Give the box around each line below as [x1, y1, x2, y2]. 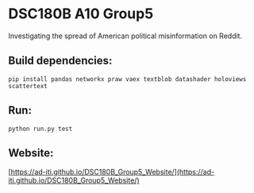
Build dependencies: [8, 54, 113, 68]
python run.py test [8, 125, 73, 133]
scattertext [8, 82, 48, 90]
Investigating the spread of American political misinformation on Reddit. [8, 31, 243, 41]
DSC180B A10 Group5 [8, 5, 154, 23]
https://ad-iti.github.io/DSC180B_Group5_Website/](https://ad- [10, 168, 215, 177]
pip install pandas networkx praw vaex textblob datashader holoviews [8, 75, 247, 83]
